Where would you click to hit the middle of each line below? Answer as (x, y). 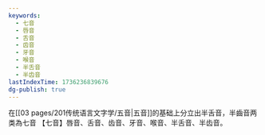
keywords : (25, 15)
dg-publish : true (37, 89)
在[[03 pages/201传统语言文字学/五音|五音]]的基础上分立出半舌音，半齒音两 (133, 113)
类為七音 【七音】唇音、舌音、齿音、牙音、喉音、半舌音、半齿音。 (118, 123)
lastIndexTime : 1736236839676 (59, 82)
